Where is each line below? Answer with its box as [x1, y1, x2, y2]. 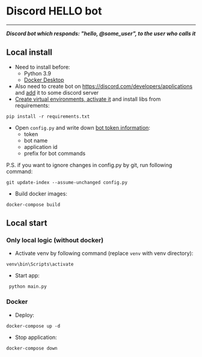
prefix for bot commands [23, 150, 86, 157]
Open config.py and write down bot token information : [14, 124, 150, 131]
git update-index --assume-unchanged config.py [6, 179, 128, 185]
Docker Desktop [23, 76, 64, 83]
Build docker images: [14, 190, 67, 197]
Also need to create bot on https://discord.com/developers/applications [14, 83, 193, 90]
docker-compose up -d [6, 323, 61, 329]
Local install [6, 47, 53, 58]
